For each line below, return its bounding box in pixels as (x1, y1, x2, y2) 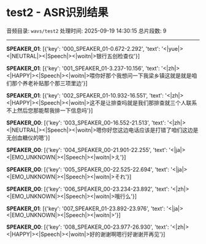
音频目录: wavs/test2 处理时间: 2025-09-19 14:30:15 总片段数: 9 (6, 27, 167, 34)
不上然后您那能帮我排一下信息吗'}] (6, 107, 93, 114)
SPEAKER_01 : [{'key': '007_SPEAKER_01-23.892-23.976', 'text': (6, 205, 166, 212)
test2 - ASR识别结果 (6, 6, 109, 20)
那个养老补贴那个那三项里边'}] (11, 79, 88, 86)
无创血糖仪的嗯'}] (6, 134, 50, 141)
